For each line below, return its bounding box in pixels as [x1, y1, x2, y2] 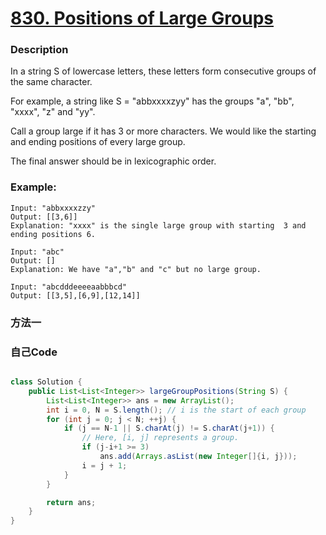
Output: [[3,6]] [10, 212, 78, 222]
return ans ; [46, 497, 97, 507]
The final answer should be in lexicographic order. [10, 155, 217, 167]
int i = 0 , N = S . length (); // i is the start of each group [46, 405, 307, 415]
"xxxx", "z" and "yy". [10, 106, 96, 118]
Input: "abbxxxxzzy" [10, 203, 97, 213]
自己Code [10, 345, 58, 359]
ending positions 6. [10, 229, 97, 239]
